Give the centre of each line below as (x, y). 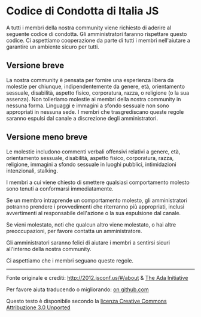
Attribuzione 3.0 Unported (38, 307)
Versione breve (35, 66)
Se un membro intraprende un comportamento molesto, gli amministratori (97, 200)
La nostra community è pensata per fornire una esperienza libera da (90, 80)
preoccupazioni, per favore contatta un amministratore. (74, 231)
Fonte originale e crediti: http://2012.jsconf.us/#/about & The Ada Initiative (97, 277)
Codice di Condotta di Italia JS (83, 11)
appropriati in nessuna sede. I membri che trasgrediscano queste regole (95, 111)
